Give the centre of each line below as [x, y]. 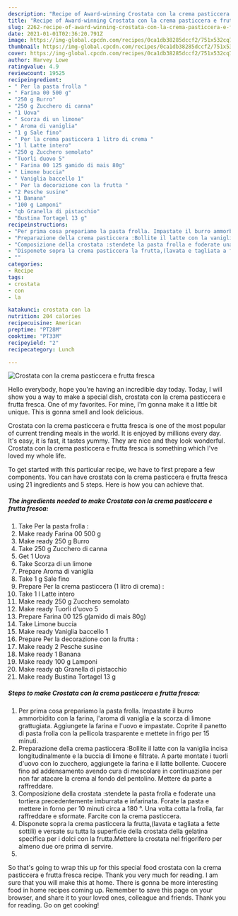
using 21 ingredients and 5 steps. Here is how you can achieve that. [106, 485]
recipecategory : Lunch [41, 349]
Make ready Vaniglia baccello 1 [63, 632]
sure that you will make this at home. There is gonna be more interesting [113, 883]
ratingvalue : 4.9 [34, 67]
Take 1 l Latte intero [46, 594]
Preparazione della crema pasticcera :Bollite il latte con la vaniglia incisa [123, 749]
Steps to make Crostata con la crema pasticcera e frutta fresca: [104, 693]
